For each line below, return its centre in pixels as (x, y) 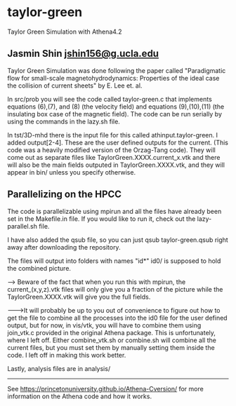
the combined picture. (39, 268)
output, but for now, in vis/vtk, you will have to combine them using (104, 325)
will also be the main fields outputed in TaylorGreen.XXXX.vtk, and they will (116, 165)
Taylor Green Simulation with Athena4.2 (65, 32)
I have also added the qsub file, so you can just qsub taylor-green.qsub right (118, 240)
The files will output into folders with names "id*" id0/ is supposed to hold (114, 261)
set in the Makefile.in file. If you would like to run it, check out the (101, 219)
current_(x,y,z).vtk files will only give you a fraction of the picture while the (115, 289)
